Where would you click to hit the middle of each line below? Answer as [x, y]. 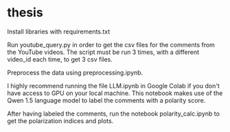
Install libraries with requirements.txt [59, 31]
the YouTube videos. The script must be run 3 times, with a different [103, 52]
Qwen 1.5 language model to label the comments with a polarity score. [106, 100]
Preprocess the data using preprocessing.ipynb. [75, 72]
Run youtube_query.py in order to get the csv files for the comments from [111, 44]
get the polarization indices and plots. [60, 120]
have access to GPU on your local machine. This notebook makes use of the [115, 93]
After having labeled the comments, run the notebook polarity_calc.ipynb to [113, 114]
